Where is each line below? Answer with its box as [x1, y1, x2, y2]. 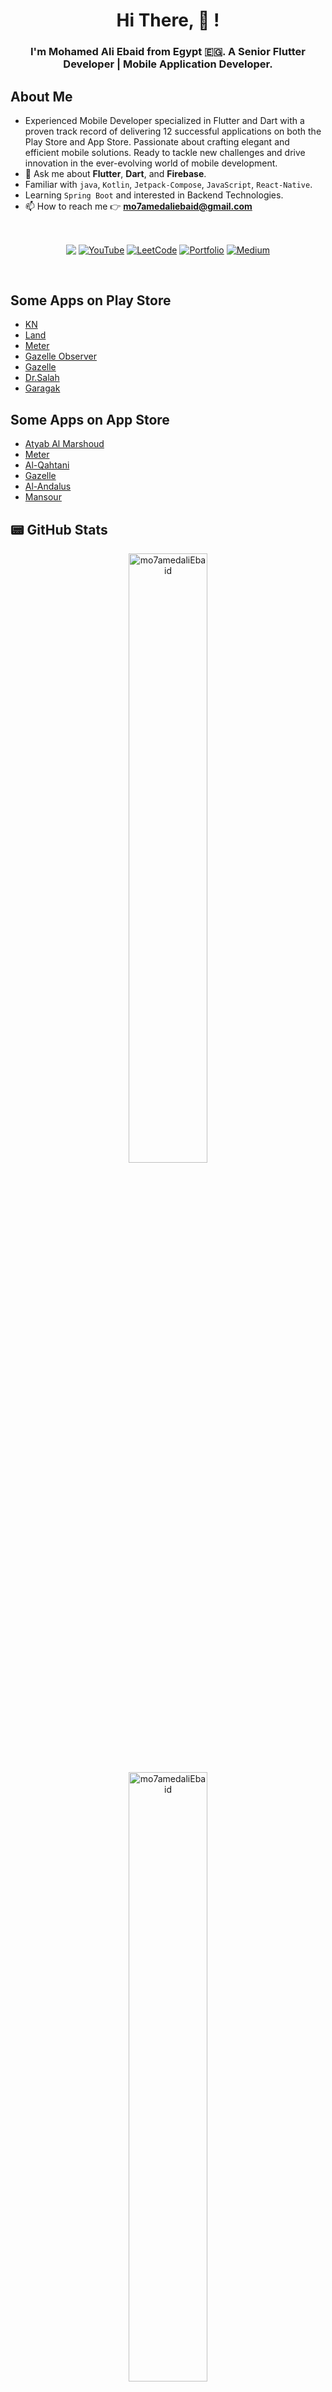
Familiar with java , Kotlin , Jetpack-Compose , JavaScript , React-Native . [24, 178, 313, 190]
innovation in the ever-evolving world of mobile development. [24, 157, 278, 169]
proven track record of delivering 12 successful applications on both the [24, 125, 322, 137]
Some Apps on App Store [10, 411, 170, 428]
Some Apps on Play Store [10, 292, 172, 309]
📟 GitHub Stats [10, 521, 108, 538]
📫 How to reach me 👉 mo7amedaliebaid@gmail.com [24, 200, 253, 212]
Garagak [24, 382, 61, 394]
